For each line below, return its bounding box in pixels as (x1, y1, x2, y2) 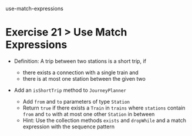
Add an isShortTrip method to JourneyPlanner (14, 87, 127, 94)
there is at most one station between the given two (22, 75, 146, 82)
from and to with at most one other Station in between (22, 110, 155, 117)
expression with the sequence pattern (22, 123, 115, 130)
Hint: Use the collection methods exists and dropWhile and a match (22, 117, 186, 124)
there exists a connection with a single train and (22, 69, 139, 76)
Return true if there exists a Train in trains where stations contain (22, 104, 186, 111)
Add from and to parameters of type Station (22, 98, 130, 105)
